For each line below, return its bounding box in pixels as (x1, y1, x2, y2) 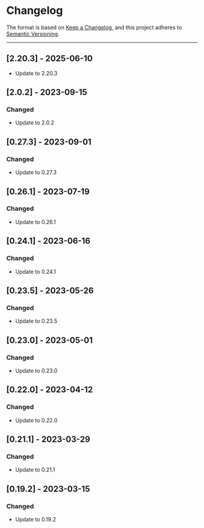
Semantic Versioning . (6, 30, 59, 37)
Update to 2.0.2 (15, 119, 55, 126)
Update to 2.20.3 (15, 69, 58, 76)
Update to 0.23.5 (15, 317, 58, 325)
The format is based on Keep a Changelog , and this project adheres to (6, 24, 182, 31)
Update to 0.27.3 (15, 169, 57, 176)
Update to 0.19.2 (15, 515, 56, 523)
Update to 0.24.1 (15, 268, 56, 275)
